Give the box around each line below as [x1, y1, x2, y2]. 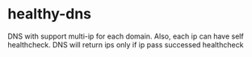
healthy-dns [7, 5, 92, 23]
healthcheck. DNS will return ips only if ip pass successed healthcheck [7, 39, 244, 49]
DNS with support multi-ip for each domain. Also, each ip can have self [7, 31, 244, 41]
